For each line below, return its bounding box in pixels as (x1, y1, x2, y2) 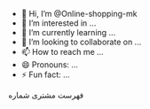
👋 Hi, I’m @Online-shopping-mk (20, 9, 138, 19)
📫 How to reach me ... (20, 47, 104, 57)
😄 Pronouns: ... (20, 59, 79, 70)
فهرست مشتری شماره (8, 90, 84, 100)
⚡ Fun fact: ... (20, 69, 70, 80)
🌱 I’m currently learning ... (20, 27, 116, 37)
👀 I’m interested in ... (20, 18, 97, 28)
